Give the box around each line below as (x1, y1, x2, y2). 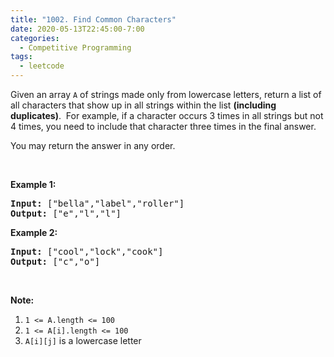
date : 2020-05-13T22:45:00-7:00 (10, 24, 145, 34)
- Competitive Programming (19, 42, 132, 53)
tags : (10, 52, 33, 62)
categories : (10, 33, 60, 43)
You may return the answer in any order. (10, 140, 176, 151)
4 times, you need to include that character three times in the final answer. (10, 121, 317, 132)
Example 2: (10, 227, 58, 238)
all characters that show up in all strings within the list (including (10, 99, 277, 111)
